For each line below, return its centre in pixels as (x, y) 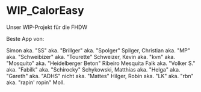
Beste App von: (25, 38)
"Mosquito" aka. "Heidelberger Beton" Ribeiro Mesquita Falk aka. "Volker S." (101, 63)
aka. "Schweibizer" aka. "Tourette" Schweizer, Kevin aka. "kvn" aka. (91, 57)
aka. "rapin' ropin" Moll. (36, 82)
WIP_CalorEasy (45, 11)
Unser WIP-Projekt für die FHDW (47, 27)
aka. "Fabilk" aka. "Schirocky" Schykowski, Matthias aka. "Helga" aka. (93, 69)
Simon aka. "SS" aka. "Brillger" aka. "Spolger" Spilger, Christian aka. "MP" (98, 50)
